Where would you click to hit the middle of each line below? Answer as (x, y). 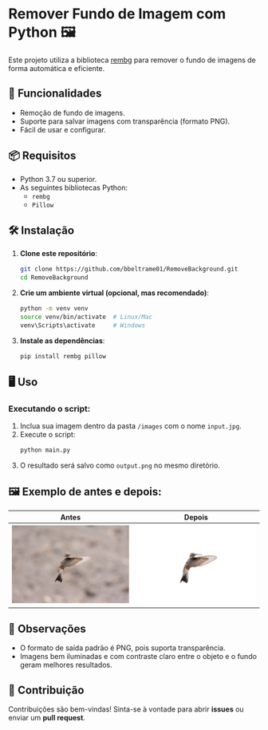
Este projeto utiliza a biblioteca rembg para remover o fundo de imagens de (132, 60)
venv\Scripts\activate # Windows (83, 325)
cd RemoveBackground (54, 278)
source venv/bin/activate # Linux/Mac (86, 317)
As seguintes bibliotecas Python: (74, 187)
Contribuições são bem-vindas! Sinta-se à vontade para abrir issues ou (126, 709)
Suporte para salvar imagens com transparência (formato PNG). (125, 121)
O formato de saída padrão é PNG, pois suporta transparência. (122, 648)
